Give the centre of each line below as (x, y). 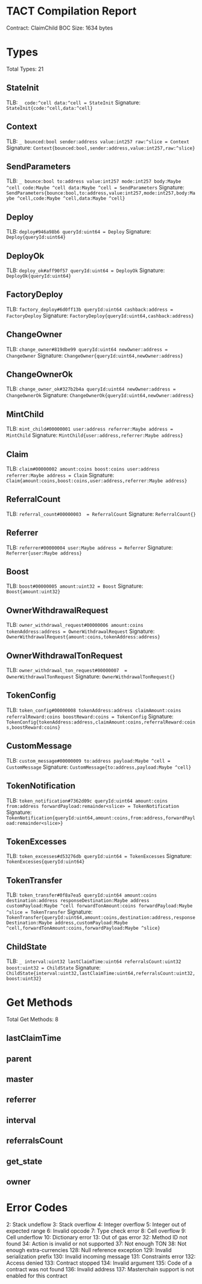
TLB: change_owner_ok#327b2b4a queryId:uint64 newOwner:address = (91, 389)
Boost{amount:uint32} (33, 592)
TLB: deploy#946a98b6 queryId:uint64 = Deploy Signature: (79, 232)
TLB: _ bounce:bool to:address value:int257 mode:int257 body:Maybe (94, 181)
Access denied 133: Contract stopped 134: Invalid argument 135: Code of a (99, 1263)
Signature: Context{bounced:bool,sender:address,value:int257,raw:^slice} (101, 148)
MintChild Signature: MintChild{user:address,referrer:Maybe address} (95, 435)
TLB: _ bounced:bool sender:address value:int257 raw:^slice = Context (98, 141)
